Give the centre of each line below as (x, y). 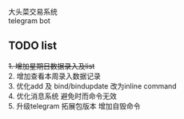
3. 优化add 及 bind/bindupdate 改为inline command (93, 85)
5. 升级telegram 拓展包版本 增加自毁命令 (74, 105)
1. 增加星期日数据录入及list (52, 65)
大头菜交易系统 (33, 12)
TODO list (33, 46)
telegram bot (29, 21)
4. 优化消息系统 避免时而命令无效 (63, 96)
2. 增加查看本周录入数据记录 (55, 76)
